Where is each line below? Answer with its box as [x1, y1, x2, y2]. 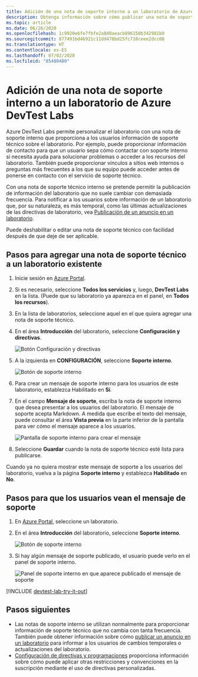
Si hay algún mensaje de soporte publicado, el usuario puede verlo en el [14, 552, 190, 559]
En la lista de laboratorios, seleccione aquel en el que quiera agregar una [14, 310, 192, 317]
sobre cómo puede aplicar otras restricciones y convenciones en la [14, 658, 179, 665]
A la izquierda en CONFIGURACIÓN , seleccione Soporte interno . [14, 357, 173, 364]
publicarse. [14, 452, 42, 459]
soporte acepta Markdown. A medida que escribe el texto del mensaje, [14, 410, 187, 417]
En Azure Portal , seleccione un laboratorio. [14, 518, 119, 525]
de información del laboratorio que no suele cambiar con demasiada [6, 190, 172, 197]
